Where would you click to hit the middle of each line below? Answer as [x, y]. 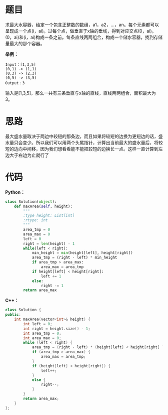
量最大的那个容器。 [25, 43]
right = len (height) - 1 [49, 243]
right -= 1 [52, 286]
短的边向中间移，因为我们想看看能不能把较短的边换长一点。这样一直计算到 [82, 149]
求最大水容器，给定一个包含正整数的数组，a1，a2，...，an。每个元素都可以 [82, 25]
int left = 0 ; [38, 324]
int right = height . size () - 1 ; [57, 329]
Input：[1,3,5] [20, 64]
